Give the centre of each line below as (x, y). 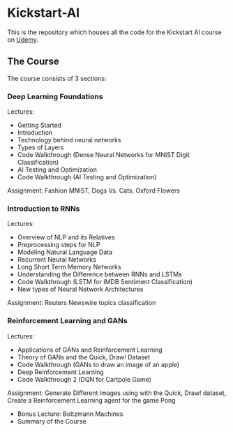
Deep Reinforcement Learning (61, 372)
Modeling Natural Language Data (65, 252)
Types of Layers (40, 147)
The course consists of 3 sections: (57, 78)
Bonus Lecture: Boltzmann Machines (70, 414)
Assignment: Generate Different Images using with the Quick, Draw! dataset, (117, 393)
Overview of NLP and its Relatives (66, 237)
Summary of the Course (52, 421)
